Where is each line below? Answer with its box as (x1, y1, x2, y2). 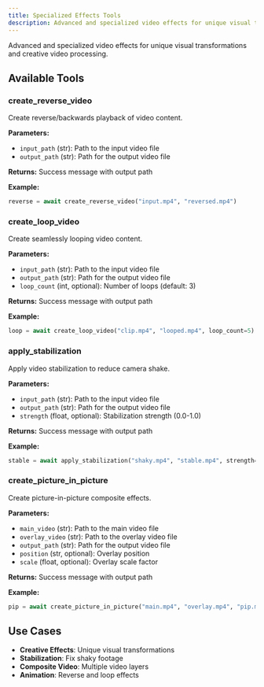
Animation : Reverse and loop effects (19, 670, 139, 680)
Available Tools (8, 72, 85, 85)
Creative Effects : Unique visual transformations (19, 645, 175, 655)
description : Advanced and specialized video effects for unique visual (8, 19, 251, 27)
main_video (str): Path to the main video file (19, 523, 159, 533)
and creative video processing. (8, 49, 108, 58)
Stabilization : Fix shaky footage (19, 654, 123, 663)
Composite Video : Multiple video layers (19, 662, 149, 671)
